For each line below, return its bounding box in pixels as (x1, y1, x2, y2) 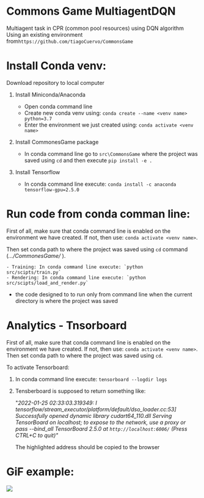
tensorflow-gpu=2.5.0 (24, 186, 79, 193)
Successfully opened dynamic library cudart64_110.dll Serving (15, 412, 172, 419)
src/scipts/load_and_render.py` (6, 280, 89, 286)
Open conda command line (24, 103, 93, 110)
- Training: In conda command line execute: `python (6, 264, 144, 270)
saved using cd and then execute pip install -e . (24, 156, 153, 164)
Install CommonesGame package (15, 138, 99, 145)
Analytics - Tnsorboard (6, 319, 127, 332)
